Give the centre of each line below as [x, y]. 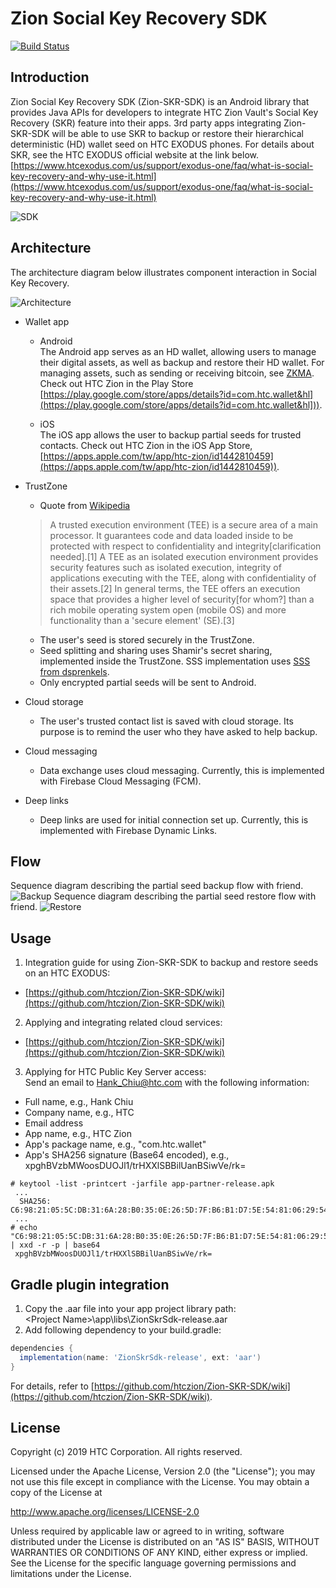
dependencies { [42, 1348]
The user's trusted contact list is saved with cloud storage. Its [166, 721]
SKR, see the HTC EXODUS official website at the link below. [134, 154]
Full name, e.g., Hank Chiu [79, 1102]
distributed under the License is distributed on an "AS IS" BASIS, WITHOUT [165, 1542]
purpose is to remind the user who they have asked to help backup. [178, 731]
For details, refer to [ [52, 1386]
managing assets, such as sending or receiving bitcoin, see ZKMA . [177, 373]
